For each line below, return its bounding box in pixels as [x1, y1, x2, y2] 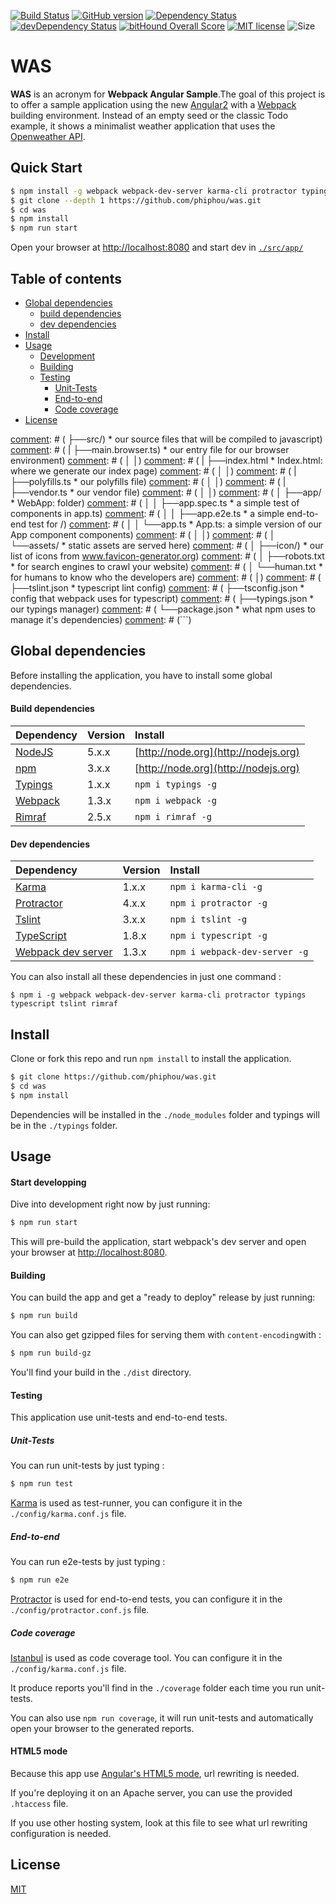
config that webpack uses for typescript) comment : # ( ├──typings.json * [10, 592, 315, 604]
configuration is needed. [10, 1828, 112, 1840]
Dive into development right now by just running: [10, 1198, 211, 1210]
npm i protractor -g [169, 898, 268, 909]
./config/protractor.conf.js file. [10, 1603, 150, 1615]
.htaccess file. [10, 1798, 69, 1810]
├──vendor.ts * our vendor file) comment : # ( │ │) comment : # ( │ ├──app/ [10, 486, 322, 498]
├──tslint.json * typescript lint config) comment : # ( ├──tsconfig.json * [10, 581, 305, 594]
